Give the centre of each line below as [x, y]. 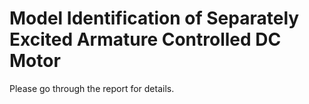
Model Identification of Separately [154, 18]
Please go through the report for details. [92, 88]
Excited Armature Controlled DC [145, 39]
